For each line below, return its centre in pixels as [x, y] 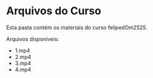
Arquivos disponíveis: [33, 39]
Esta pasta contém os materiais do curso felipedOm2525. [77, 27]
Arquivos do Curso [54, 11]
